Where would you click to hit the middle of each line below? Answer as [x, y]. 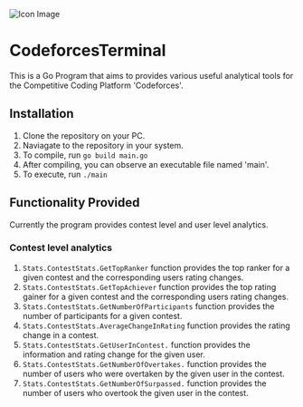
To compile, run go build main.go [85, 155]
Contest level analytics [61, 247]
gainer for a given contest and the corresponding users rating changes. [156, 296]
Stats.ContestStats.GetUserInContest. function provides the [136, 344]
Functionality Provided [75, 203]
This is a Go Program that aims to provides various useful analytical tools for [151, 75]
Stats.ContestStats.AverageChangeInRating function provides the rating [156, 325]
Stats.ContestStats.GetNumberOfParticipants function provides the [148, 306]
